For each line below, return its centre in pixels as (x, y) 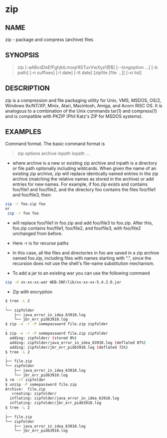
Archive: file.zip (25, 389)
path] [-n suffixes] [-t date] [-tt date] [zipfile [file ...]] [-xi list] (80, 72)
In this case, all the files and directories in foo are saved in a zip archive (86, 253)
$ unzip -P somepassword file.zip (41, 384)
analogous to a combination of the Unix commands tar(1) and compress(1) (81, 111)
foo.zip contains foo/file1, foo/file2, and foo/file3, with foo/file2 (77, 228)
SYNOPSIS (22, 55)
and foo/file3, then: (32, 195)
